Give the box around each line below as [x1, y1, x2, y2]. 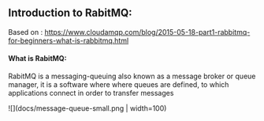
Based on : [8, 27, 43, 36]
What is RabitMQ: [8, 54, 67, 63]
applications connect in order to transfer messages [8, 89, 174, 98]
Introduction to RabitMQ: [8, 6, 132, 20]
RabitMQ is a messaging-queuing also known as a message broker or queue [8, 71, 256, 81]
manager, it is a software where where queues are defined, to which [8, 80, 229, 89]
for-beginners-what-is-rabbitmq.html [8, 36, 129, 45]
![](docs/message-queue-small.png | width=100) [8, 104, 167, 113]
